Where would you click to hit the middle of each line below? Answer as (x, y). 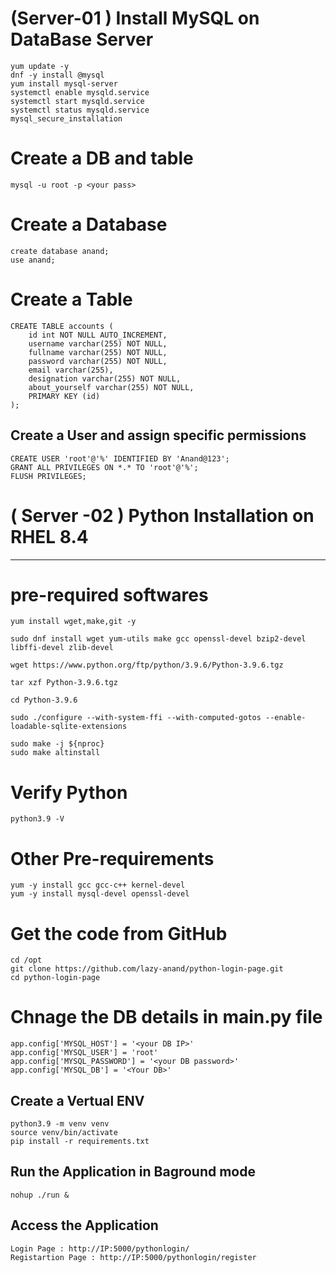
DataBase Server (82, 39)
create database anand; (60, 251)
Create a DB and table (102, 158)
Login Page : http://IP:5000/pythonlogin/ (100, 1248)
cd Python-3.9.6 (44, 700)
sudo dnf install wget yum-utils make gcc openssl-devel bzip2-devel (158, 639)
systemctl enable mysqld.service (80, 92)
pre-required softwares (109, 594)
